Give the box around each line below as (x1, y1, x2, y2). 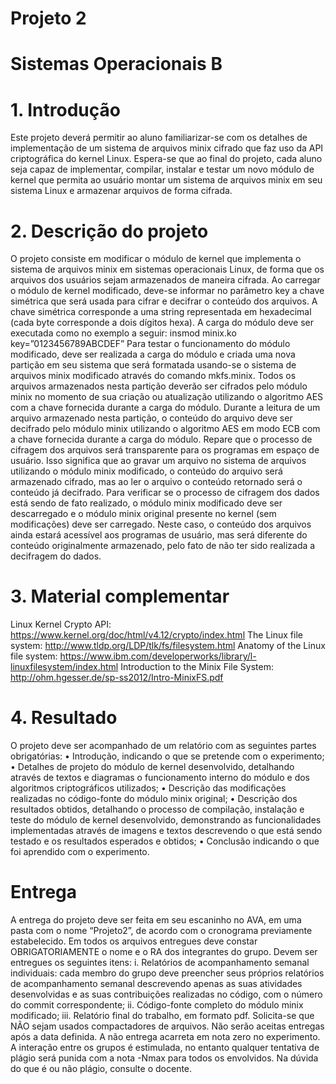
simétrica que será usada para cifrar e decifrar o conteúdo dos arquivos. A (10, 295, 318, 307)
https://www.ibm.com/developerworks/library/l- (59, 650, 257, 662)
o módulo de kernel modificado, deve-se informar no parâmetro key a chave (10, 285, 325, 297)
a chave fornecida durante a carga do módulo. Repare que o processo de (10, 433, 313, 446)
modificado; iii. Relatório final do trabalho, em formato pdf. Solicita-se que (10, 1010, 315, 1022)
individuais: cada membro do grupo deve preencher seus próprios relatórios (10, 967, 325, 979)
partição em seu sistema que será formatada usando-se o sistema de (10, 359, 297, 371)
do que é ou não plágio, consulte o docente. (10, 1063, 193, 1075)
